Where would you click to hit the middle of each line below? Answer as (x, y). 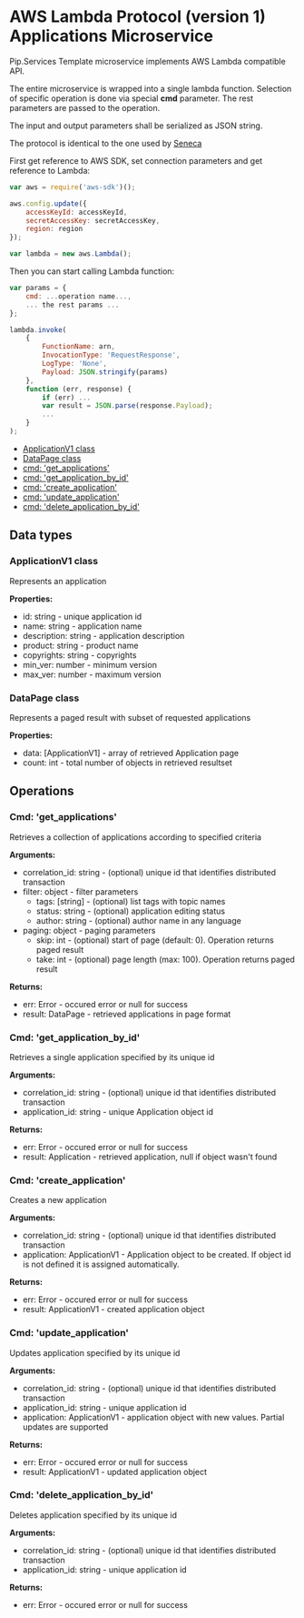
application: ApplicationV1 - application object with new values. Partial (153, 1417)
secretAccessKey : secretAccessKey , (93, 220)
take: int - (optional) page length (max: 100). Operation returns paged (165, 959)
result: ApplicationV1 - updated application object (114, 1471)
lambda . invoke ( (38, 329)
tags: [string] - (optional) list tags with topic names (131, 901)
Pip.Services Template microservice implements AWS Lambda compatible (147, 61)
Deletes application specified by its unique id (93, 1515)
